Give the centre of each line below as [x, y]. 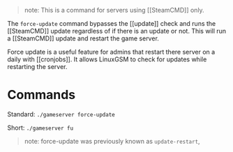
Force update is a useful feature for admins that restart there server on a [111, 52]
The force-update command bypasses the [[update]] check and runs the [112, 23]
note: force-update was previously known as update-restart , [112, 141]
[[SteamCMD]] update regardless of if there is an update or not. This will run [117, 31]
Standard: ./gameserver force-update [61, 114]
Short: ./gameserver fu [40, 128]
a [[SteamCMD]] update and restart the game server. [83, 38]
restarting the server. [37, 67]
